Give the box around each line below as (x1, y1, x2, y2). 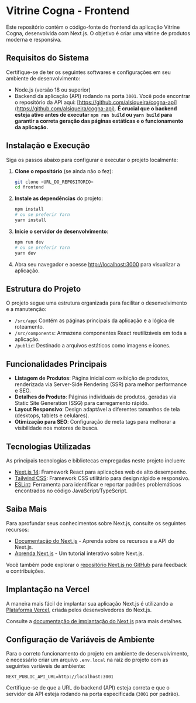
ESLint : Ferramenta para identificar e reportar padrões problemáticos (14, 481, 181, 488)
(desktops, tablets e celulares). (14, 412, 90, 419)
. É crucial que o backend (114, 104, 177, 112)
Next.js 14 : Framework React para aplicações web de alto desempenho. (14, 468, 188, 475)
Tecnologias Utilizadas (6, 441, 91, 451)
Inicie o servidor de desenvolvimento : (14, 228, 109, 235)
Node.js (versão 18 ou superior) (14, 86, 91, 93)
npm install (14, 207, 44, 212)
